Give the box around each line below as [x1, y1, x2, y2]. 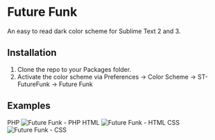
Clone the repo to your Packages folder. [17, 65, 132, 73]
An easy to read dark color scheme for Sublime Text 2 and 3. [7, 27, 181, 35]
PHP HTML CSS [7, 118, 180, 126]
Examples [7, 100, 51, 112]
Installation [7, 47, 57, 59]
